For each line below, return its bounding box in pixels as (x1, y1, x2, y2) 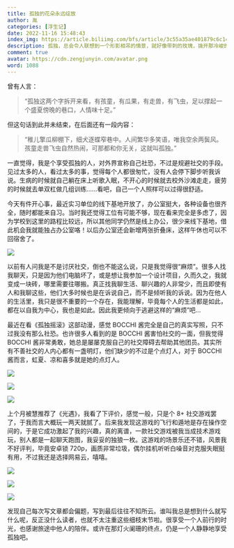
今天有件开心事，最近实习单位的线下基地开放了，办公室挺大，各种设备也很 (7, 199, 221, 208)
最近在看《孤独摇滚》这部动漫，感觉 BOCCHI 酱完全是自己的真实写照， (7, 320, 212, 329)
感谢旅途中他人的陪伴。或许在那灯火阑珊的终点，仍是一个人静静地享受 (25, 524, 227, 533)
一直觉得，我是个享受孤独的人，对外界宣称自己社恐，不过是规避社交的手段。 (7, 158, 227, 167)
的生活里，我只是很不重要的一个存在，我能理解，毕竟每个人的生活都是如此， (7, 297, 227, 305)
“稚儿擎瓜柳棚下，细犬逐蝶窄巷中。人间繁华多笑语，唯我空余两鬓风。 (24, 135, 223, 143)
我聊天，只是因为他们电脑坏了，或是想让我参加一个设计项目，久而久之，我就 (7, 271, 227, 279)
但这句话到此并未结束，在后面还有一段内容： (7, 120, 136, 129)
